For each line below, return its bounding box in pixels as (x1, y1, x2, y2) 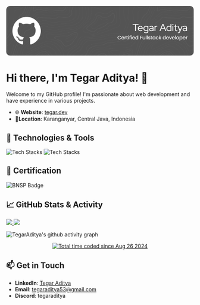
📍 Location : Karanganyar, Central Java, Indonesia (14, 115, 136, 122)
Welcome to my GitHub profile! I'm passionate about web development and (6, 91, 190, 98)
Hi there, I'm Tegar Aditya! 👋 (6, 71, 148, 85)
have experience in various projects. (6, 97, 95, 104)
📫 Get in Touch (6, 260, 65, 271)
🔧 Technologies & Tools (6, 133, 95, 143)
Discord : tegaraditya (14, 292, 66, 299)
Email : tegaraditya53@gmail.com (14, 285, 97, 292)
